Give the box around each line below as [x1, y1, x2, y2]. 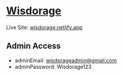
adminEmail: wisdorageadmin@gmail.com [14, 56, 117, 64]
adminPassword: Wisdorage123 [14, 63, 92, 70]
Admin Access [6, 41, 61, 51]
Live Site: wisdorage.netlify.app [6, 24, 83, 31]
